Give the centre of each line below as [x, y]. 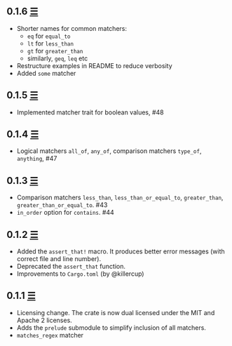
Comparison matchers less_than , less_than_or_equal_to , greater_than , [120, 198]
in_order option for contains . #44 [66, 213]
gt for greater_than [55, 51]
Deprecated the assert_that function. [71, 267]
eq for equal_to [49, 36]
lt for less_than [50, 43]
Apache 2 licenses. [45, 320]
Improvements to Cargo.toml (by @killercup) [80, 274]
